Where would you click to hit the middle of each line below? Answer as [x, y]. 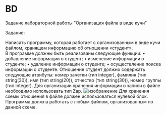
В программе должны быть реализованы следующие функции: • [75, 53]
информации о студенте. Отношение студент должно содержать [75, 69]
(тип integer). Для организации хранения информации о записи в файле [83, 85]
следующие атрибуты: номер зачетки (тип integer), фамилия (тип [76, 74]
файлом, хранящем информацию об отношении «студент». [69, 48]
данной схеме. [21, 107]
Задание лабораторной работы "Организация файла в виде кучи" [76, 23]
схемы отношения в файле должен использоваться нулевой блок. [77, 96]
